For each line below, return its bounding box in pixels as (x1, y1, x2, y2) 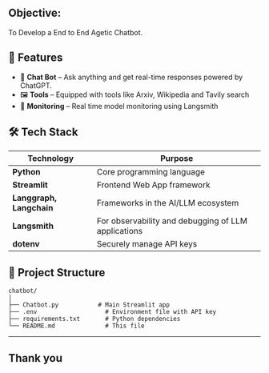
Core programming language (96, 166, 206, 178)
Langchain (12, 203, 54, 214)
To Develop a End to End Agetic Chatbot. (8, 27, 143, 37)
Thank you (8, 351, 62, 365)
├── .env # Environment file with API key (8, 308, 217, 316)
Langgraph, (12, 192, 58, 203)
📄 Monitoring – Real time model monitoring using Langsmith (19, 101, 219, 110)
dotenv (12, 239, 40, 250)
